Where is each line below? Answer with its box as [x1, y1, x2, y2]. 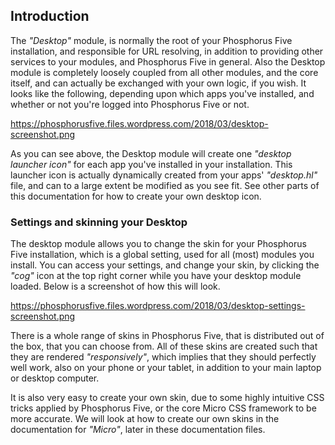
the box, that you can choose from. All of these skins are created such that [10, 340, 318, 353]
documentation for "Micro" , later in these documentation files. [10, 424, 266, 436]
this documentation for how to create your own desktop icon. [10, 190, 262, 202]
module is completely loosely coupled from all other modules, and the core [10, 66, 319, 78]
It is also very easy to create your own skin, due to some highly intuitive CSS [10, 392, 325, 404]
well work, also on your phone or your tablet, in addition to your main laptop [10, 362, 322, 374]
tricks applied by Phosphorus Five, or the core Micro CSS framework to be [10, 402, 317, 414]
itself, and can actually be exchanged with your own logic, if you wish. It [10, 77, 307, 89]
